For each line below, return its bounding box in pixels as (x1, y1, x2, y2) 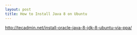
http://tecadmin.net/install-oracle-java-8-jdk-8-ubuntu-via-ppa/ (5, 24, 132, 30)
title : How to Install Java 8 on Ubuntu (5, 12, 88, 16)
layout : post (5, 7, 31, 12)
